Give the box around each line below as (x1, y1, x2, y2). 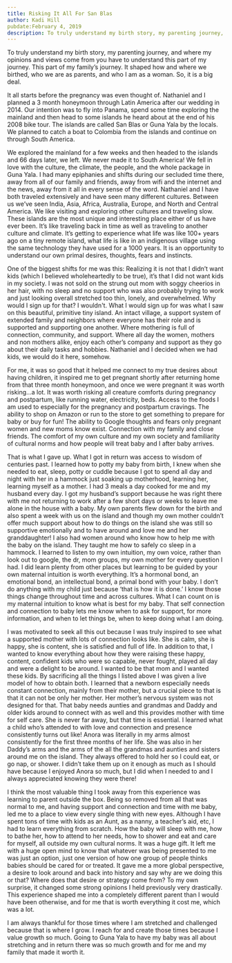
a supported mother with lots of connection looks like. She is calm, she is (7, 635, 215, 643)
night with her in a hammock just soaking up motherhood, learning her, (7, 475, 209, 484)
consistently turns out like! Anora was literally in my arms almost (7, 730, 190, 739)
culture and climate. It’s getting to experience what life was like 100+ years (7, 229, 220, 238)
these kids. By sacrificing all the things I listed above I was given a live (7, 671, 207, 680)
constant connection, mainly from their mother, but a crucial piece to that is (7, 687, 221, 695)
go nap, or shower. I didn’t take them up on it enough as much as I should (7, 760, 216, 768)
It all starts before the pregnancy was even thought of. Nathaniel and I (7, 91, 206, 99)
